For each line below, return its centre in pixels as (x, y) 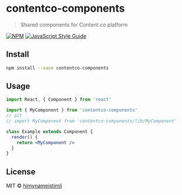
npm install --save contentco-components (58, 68)
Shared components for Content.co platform (74, 25)
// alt (14, 116)
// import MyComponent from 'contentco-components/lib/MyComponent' (92, 121)
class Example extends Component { (50, 131)
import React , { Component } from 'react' (59, 100)
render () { (25, 137)
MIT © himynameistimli (34, 186)
